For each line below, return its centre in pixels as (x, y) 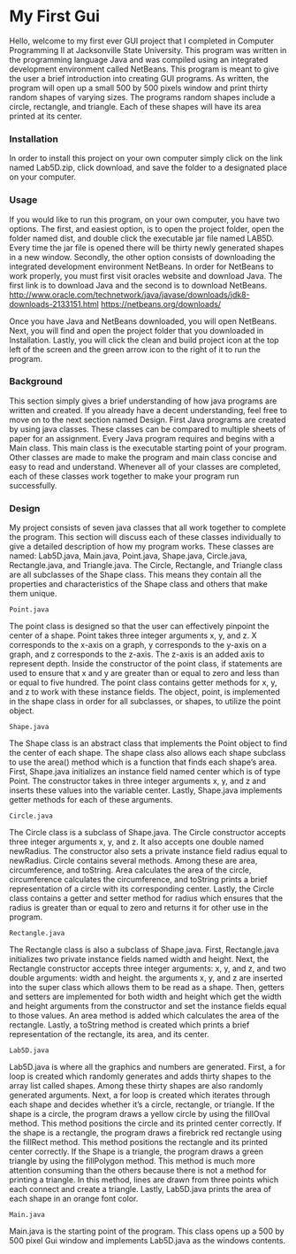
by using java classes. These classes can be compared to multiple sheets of (148, 429)
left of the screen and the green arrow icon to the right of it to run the (135, 349)
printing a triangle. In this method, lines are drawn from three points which (144, 1180)
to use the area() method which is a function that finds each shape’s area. (143, 762)
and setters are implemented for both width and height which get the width (146, 996)
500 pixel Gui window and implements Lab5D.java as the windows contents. (147, 1241)
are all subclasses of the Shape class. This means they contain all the (136, 575)
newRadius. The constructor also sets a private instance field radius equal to (148, 851)
